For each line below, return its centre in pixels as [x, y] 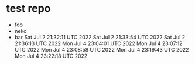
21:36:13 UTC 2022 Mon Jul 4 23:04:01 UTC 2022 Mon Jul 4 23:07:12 [98, 43]
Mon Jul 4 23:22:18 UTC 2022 [51, 56]
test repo [28, 9]
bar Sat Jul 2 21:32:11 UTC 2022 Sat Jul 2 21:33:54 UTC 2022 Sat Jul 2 [100, 37]
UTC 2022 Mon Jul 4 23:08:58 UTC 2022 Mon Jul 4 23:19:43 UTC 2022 [102, 49]
